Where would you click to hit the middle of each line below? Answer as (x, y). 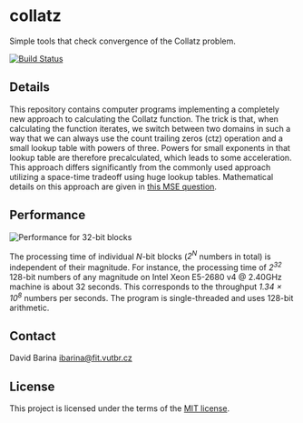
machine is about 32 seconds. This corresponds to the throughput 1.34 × (146, 287)
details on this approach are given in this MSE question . (113, 186)
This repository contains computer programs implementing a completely (144, 109)
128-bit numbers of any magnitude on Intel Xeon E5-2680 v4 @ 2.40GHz (146, 277)
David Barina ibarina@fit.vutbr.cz (71, 358)
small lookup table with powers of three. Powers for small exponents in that (150, 147)
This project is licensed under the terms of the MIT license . (119, 408)
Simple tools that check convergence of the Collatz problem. (122, 41)
